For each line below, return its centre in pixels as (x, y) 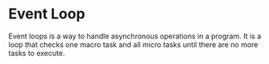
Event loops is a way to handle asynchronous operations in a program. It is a (135, 36)
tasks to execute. (37, 53)
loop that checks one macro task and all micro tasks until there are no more (133, 44)
